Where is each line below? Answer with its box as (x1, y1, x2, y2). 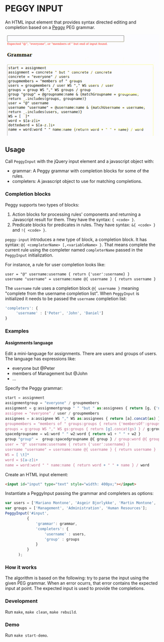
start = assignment (5, 395, 45, 400)
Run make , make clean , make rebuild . (5, 609, 77, 615)
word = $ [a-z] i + (5, 457, 38, 462)
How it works (5, 564, 37, 570)
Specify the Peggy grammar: (5, 385, 63, 391)
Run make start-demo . (5, 632, 48, 638)
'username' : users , (44, 532, 86, 537)
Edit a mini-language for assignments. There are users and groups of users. (5, 351, 158, 357)
